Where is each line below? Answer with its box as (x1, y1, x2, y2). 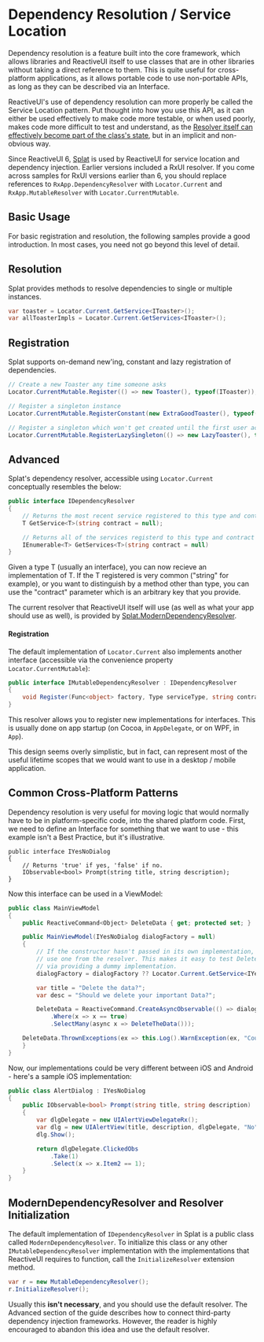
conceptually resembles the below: (8, 482, 122, 491)
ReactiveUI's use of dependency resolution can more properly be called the (8, 97, 253, 106)
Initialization (8, 1208, 71, 1222)
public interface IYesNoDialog (8, 847, 111, 855)
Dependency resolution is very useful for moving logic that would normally (8, 807, 249, 817)
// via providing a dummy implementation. (36, 962, 178, 970)
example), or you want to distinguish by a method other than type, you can (8, 579, 250, 588)
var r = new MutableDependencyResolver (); (8, 1278, 149, 1286)
